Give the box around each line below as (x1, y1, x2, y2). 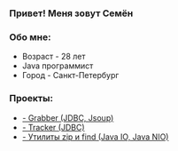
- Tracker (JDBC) (21, 122, 85, 132)
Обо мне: (9, 30, 51, 43)
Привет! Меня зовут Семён (9, 7, 134, 20)
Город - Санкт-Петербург (21, 70, 120, 81)
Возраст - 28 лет (21, 52, 86, 62)
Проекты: (9, 92, 53, 105)
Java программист (21, 60, 94, 71)
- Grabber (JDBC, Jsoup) (21, 112, 114, 123)
